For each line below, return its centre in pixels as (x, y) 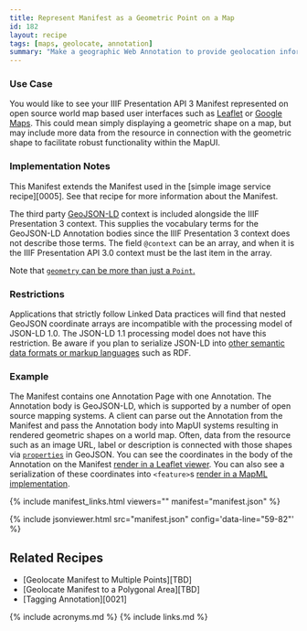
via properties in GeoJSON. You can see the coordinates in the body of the (151, 455)
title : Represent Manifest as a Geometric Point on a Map (122, 18)
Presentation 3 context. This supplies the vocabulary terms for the (134, 223)
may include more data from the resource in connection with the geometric (151, 133)
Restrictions (37, 294)
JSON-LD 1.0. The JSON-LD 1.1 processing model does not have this (138, 334)
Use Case (31, 84)
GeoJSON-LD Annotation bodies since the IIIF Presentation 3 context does (150, 233)
